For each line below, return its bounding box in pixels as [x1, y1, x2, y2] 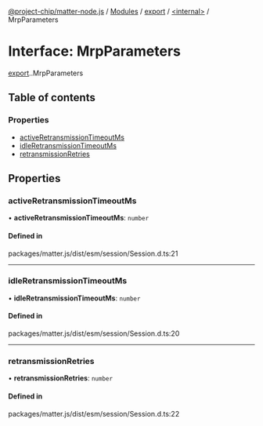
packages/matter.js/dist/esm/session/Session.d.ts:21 [8, 249, 178, 258]
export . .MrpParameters [8, 68, 84, 78]
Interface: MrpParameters [8, 42, 182, 60]
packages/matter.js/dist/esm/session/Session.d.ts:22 [8, 409, 180, 418]
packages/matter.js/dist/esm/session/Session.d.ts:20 [8, 329, 180, 338]
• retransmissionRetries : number [8, 373, 113, 383]
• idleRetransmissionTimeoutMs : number [8, 293, 141, 303]
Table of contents [8, 91, 95, 104]
